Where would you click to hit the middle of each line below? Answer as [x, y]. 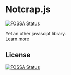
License [18, 55]
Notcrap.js [28, 9]
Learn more [17, 39]
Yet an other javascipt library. [36, 33]
